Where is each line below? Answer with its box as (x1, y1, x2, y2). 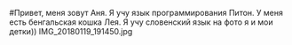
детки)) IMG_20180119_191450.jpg (9, 26, 133, 36)
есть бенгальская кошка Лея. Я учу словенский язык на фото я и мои (9, 17, 273, 27)
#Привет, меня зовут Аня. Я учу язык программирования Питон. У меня (9, 8, 284, 18)
